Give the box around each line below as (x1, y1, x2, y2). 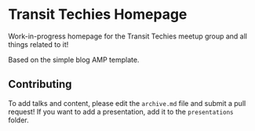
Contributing (8, 78, 72, 91)
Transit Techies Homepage (8, 5, 188, 24)
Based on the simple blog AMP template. (8, 55, 140, 64)
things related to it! (8, 39, 69, 49)
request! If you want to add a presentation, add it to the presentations (8, 107, 234, 116)
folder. (8, 115, 29, 125)
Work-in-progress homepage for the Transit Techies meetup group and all (8, 31, 248, 41)
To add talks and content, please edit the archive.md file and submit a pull (8, 98, 246, 107)
